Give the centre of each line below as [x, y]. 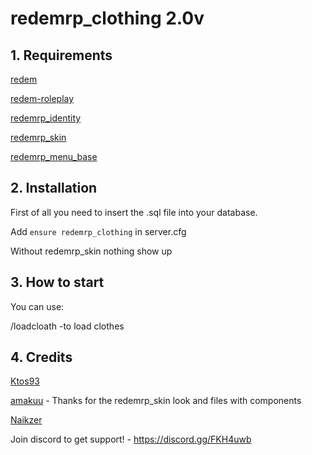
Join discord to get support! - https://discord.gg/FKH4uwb [131, 439]
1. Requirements [61, 55]
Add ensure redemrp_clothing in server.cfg [98, 231]
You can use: [37, 306]
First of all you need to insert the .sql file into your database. [134, 212]
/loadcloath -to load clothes [67, 326]
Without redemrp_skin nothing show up [91, 251]
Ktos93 [25, 381]
